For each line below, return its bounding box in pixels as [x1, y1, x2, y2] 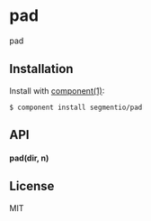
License [9, 179, 55, 194]
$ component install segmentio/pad [9, 103, 143, 112]
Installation [9, 61, 74, 77]
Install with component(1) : [9, 85, 105, 96]
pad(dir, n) [9, 152, 49, 163]
